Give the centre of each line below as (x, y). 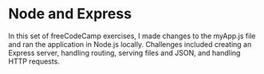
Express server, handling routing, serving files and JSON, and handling (124, 53)
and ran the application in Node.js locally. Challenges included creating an (130, 44)
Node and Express (70, 14)
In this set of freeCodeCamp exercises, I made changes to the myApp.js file (132, 36)
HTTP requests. (34, 61)
